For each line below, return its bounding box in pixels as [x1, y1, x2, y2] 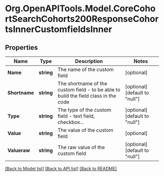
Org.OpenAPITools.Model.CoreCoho [5, 3, 156, 14]
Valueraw [7, 147, 30, 153]
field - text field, [58, 113, 95, 119]
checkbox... [58, 119, 84, 126]
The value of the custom [58, 127, 114, 133]
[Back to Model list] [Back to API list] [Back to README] [5, 166, 117, 172]
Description [75, 58, 103, 64]
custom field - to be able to [58, 86, 121, 93]
